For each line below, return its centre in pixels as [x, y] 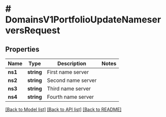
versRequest [33, 31]
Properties [22, 49]
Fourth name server [70, 97]
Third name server [69, 89]
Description [72, 63]
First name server [68, 72]
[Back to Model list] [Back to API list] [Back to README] [63, 109]
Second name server [72, 80]
